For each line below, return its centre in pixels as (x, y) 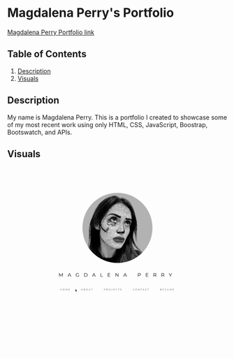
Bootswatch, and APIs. (40, 132)
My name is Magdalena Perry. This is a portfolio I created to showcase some (117, 117)
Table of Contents (47, 54)
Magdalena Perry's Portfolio (91, 13)
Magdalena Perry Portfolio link (51, 32)
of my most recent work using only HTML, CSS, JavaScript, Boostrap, (108, 124)
